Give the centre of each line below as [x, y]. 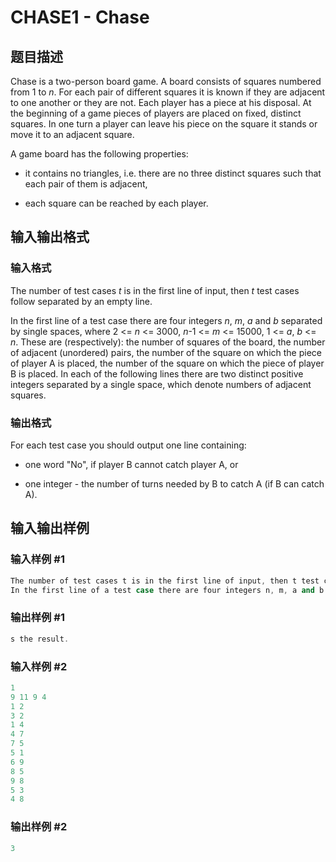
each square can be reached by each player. [116, 203]
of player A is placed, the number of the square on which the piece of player [167, 363]
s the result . [40, 639]
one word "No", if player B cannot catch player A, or [131, 464]
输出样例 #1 [37, 618]
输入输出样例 [50, 528]
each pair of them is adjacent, [86, 184]
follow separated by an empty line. [81, 301]
